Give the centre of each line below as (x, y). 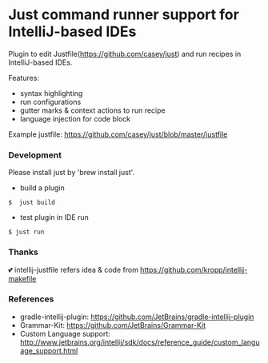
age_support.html (49, 350)
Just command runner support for (124, 15)
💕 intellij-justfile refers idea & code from (73, 269)
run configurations (50, 102)
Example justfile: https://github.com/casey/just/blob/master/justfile (118, 134)
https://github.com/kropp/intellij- (194, 269)
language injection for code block (75, 118)
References (31, 299)
